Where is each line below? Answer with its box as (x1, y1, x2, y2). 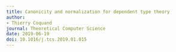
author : (6, 14, 26, 20)
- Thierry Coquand (6, 20, 52, 26)
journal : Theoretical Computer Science (6, 25, 106, 32)
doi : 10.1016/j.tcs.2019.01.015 (6, 36, 87, 42)
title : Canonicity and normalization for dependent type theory (6, 8, 170, 15)
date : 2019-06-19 (6, 31, 50, 37)
